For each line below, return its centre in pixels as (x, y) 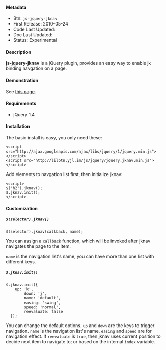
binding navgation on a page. (36, 68)
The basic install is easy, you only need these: (54, 138)
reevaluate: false (44, 311)
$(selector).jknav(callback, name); (45, 231)
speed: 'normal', (42, 307)
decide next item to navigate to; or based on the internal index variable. (80, 341)
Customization (22, 208)
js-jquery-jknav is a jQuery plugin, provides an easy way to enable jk (78, 63)
